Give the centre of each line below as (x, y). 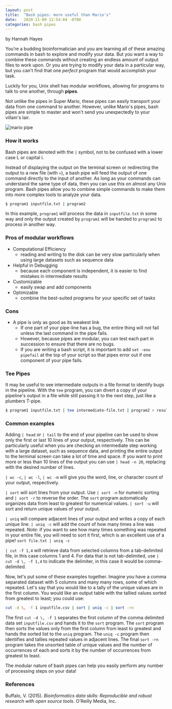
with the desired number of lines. (40, 467)
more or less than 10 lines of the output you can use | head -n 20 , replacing (85, 462)
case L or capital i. (25, 157)
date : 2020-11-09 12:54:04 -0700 (43, 19)
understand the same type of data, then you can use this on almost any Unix (86, 184)
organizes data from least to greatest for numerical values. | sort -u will (82, 503)
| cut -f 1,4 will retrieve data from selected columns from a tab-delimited (84, 550)
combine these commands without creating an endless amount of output (82, 60)
